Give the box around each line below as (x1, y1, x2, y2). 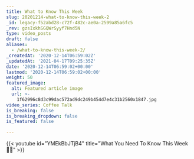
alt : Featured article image (11, 86, 83, 92)
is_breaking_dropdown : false (6, 113, 78, 119)
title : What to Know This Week (6, 8, 83, 15)
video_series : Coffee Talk (6, 102, 73, 108)
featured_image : (6, 80, 46, 86)
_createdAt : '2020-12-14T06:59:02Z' (6, 53, 96, 59)
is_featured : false (6, 119, 54, 125)
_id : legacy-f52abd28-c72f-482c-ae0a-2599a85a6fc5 (6, 20, 133, 25)
